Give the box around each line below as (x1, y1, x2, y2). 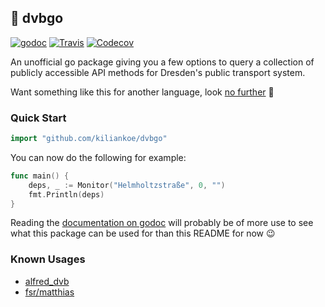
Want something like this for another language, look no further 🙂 (10, 86, 275, 98)
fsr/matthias (24, 286, 75, 298)
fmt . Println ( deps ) (28, 189, 105, 200)
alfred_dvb (24, 275, 70, 287)
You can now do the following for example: (10, 151, 187, 163)
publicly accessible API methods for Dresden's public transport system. (10, 66, 306, 78)
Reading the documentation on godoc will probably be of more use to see (10, 217, 314, 229)
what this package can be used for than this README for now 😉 (10, 227, 276, 240)
